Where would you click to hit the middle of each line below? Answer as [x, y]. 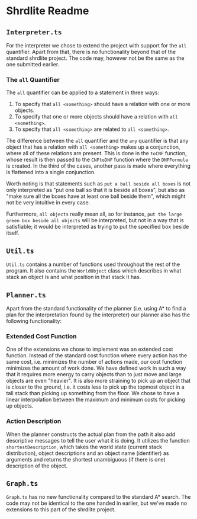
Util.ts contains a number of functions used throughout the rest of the [93, 264]
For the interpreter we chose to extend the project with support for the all [96, 45]
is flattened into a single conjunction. [51, 172]
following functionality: [34, 321]
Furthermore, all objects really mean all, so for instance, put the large [94, 214]
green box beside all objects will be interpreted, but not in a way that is [95, 220]
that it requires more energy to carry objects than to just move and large [94, 374]
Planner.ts [26, 295]
